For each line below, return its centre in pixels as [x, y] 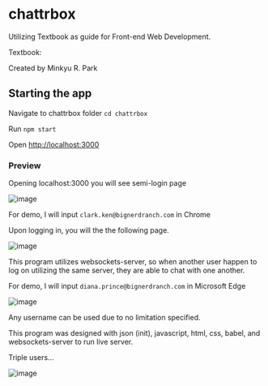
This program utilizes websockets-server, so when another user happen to [133, 262]
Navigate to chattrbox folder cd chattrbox [78, 113]
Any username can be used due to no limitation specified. [104, 318]
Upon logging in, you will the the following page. [89, 230]
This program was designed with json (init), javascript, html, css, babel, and [134, 333]
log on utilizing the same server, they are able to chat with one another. [127, 270]
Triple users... [31, 358]
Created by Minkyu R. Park [53, 68]
